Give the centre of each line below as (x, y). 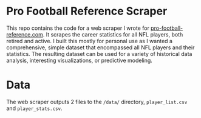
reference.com (25, 34)
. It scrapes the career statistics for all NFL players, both (113, 34)
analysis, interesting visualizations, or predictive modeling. (80, 60)
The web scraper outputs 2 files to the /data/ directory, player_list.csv (97, 102)
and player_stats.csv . (34, 108)
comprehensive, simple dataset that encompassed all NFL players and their (101, 47)
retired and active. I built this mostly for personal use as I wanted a (90, 41)
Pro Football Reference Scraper (87, 11)
